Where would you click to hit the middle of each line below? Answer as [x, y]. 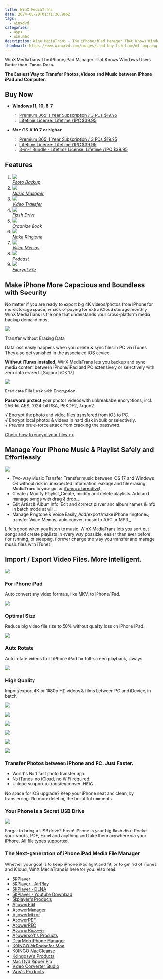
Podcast [20, 259]
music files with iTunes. [28, 544]
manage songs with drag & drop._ [46, 499]
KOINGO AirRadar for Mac [38, 946]
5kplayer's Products [32, 899]
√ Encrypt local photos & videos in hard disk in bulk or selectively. [71, 420]
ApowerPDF [24, 920]
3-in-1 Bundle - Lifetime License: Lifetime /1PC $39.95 [73, 150]
